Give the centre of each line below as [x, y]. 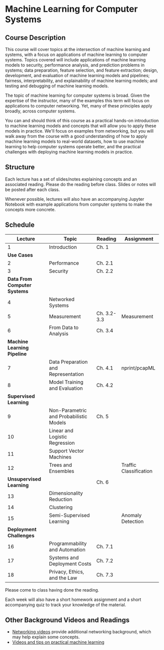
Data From [20, 279]
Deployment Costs [70, 564]
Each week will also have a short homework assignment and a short [73, 599]
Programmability [68, 543]
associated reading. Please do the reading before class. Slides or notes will [81, 184]
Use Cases [20, 255]
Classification [137, 471]
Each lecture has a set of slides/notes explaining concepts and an [71, 179]
